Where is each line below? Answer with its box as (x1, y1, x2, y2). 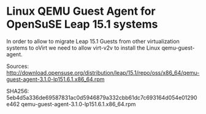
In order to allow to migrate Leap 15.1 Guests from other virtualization (6, 37, 180, 45)
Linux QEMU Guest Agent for (6, 4, 156, 18)
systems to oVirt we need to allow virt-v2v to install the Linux (6, 44, 161, 51)
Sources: (6, 63, 29, 70)
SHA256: (6, 87, 29, 94)
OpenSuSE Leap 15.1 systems (6, 17, 158, 31)
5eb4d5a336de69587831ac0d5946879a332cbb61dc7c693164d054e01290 (6, 94, 197, 101)
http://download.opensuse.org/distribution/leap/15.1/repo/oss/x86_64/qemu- (6, 69, 200, 76)
